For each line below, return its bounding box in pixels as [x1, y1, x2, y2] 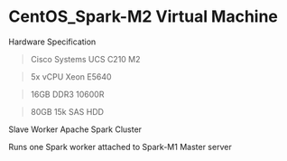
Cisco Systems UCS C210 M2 [30, 53, 141, 64]
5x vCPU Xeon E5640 [30, 71, 112, 82]
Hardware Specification [8, 36, 97, 47]
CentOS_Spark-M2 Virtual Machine [8, 6, 279, 27]
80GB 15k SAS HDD [30, 106, 105, 117]
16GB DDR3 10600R [30, 89, 105, 99]
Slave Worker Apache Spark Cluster [8, 124, 142, 135]
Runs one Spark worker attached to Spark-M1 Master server [8, 141, 232, 152]
